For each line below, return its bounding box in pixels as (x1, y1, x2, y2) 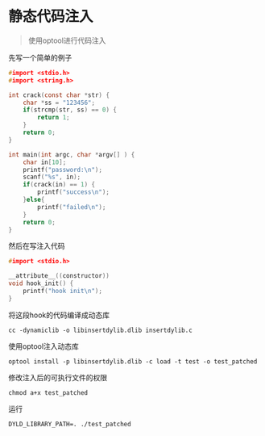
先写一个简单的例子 (8, 52, 72, 62)
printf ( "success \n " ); (37, 188, 110, 196)
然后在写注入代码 (8, 241, 65, 251)
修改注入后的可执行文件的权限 (8, 372, 107, 382)
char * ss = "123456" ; (23, 99, 95, 107)
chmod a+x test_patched (8, 388, 89, 396)
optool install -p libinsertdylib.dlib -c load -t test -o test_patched (8, 357, 258, 366)
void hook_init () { (8, 279, 74, 287)
